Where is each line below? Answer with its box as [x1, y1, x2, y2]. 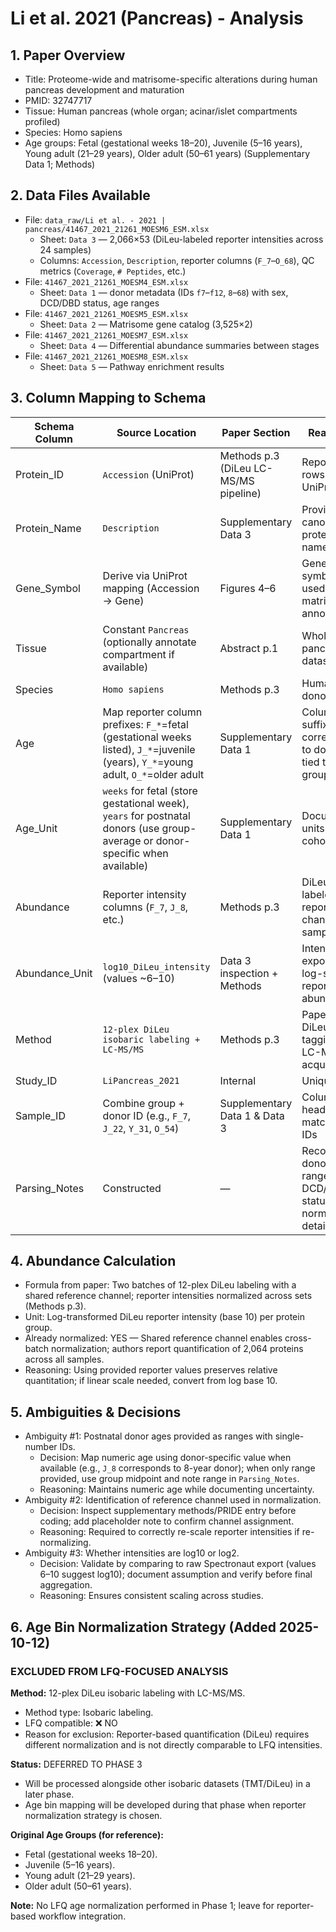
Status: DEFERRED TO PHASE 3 [10, 1758, 143, 1770]
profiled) [24, 116, 61, 127]
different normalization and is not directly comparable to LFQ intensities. [24, 1738, 323, 1751]
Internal [219, 1073, 257, 1087]
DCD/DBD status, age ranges [39, 297, 160, 309]
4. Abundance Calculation [10, 1253, 177, 1270]
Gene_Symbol [15, 581, 81, 595]
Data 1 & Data [219, 1108, 285, 1122]
